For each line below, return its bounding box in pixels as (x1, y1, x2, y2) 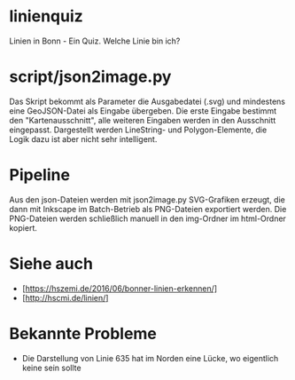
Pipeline (9, 165, 71, 186)
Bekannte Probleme (9, 323, 158, 344)
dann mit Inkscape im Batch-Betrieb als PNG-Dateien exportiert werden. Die (9, 203, 287, 214)
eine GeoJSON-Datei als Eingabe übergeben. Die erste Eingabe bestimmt (9, 105, 277, 116)
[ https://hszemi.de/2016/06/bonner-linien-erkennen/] (21, 282, 218, 294)
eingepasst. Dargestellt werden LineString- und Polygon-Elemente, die (9, 124, 268, 135)
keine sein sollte (21, 362, 82, 373)
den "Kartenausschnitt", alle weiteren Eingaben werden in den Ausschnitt (9, 115, 276, 125)
